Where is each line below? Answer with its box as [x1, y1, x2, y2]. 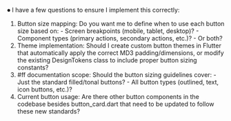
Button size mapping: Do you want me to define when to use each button [17, 20, 225, 27]
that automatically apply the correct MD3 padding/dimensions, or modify [17, 49, 224, 57]
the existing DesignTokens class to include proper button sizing [17, 56, 198, 64]
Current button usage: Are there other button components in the [17, 93, 200, 100]
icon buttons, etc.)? [17, 85, 72, 93]
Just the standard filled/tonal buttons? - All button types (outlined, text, [17, 78, 219, 86]
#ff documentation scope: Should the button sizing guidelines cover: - [17, 71, 217, 78]
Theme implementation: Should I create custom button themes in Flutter [17, 41, 222, 49]
